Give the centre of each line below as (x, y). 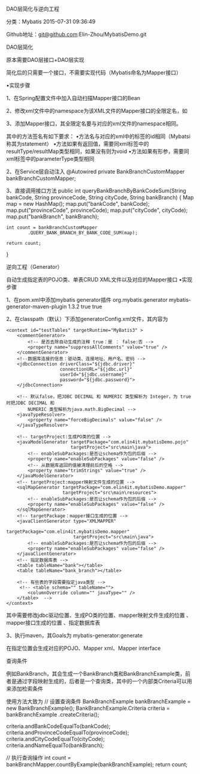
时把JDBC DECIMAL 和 (31, 403)
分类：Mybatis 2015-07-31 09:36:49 (51, 22)
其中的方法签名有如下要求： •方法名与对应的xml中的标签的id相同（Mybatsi (98, 136)
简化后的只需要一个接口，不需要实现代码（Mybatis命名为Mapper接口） (94, 73)
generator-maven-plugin (37, 307)
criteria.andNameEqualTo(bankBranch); (55, 745)
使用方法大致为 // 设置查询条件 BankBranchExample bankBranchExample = (99, 701)
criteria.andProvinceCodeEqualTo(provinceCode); (68, 733)
